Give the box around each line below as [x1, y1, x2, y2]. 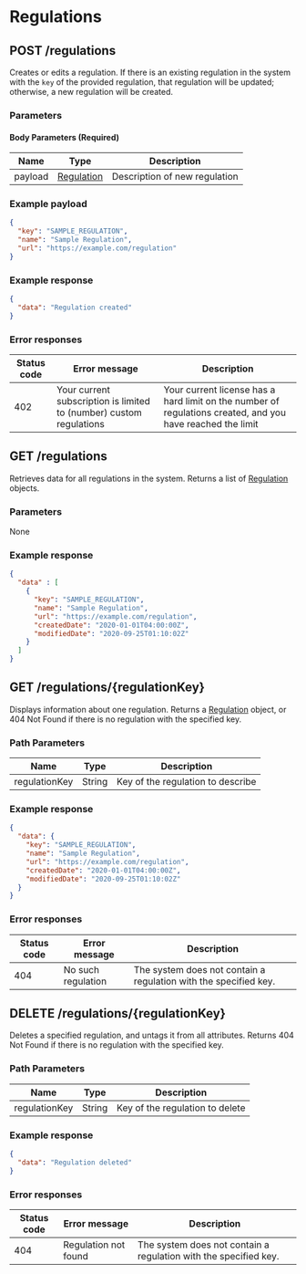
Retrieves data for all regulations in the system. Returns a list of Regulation [9, 473, 289, 484]
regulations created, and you [163, 406, 287, 419]
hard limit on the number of [163, 395, 280, 408]
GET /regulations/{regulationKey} [9, 680, 205, 695]
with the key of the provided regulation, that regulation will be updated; [9, 77, 275, 88]
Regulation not [63, 1238, 126, 1251]
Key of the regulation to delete [117, 1102, 246, 1114]
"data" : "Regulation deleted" [17, 1157, 132, 1167]
